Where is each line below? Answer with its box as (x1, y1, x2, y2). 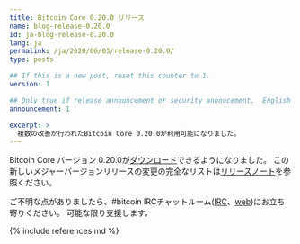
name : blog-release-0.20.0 (9, 22, 110, 31)
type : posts (9, 55, 54, 64)
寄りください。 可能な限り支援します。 (9, 208, 153, 219)
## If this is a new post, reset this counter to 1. (9, 71, 211, 81)
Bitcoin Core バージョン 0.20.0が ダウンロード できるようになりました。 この (9, 155, 290, 166)
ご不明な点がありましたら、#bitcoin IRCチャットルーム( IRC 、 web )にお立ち (9, 196, 286, 207)
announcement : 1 (9, 104, 70, 113)
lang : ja (9, 38, 42, 48)
